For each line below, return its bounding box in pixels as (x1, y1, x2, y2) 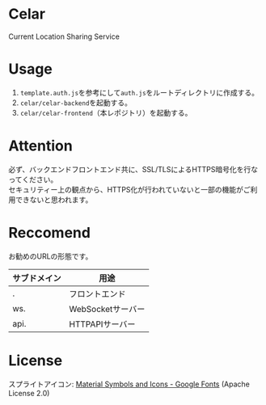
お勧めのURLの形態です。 (8, 251, 93, 261)
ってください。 (8, 175, 58, 184)
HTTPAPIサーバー (69, 319, 136, 330)
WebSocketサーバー (69, 303, 146, 314)
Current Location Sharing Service (8, 32, 120, 41)
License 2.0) (8, 388, 50, 398)
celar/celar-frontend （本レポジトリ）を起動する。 (19, 108, 192, 117)
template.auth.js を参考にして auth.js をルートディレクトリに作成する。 (19, 87, 260, 97)
